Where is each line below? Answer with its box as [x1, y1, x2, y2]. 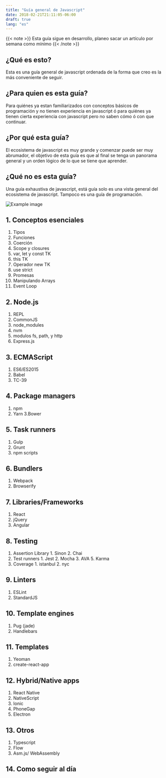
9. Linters [6, 576, 36, 584]
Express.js [13, 338, 35, 344]
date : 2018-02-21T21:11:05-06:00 [6, 12, 76, 17]
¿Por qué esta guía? [6, 133, 70, 142]
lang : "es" [6, 21, 29, 27]
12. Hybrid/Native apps [6, 676, 80, 685]
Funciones [13, 234, 35, 241]
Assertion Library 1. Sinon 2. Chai [13, 550, 82, 556]
